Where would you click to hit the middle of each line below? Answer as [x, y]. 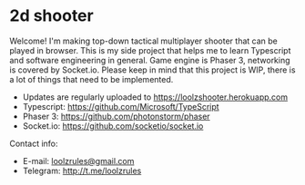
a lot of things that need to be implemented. [91, 79]
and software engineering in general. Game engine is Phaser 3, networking [150, 60]
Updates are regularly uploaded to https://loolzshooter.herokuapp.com [155, 97]
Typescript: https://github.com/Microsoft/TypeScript [121, 106]
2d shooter [51, 16]
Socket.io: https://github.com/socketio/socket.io [113, 126]
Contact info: [34, 143]
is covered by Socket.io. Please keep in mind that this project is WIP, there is [152, 70]
